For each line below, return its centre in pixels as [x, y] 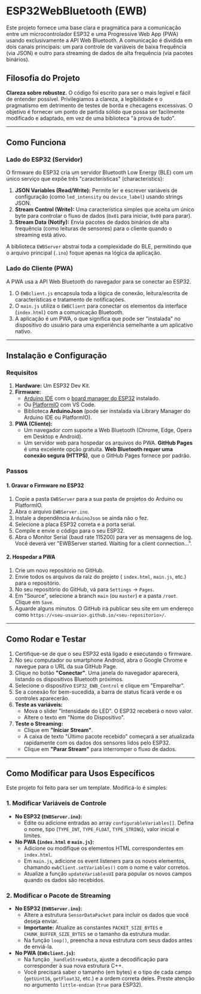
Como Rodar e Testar [46, 639]
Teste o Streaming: [39, 724]
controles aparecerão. [42, 698]
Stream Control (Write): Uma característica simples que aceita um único [104, 209]
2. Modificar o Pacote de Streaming [59, 895]
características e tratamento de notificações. [70, 299]
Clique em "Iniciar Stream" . [58, 730]
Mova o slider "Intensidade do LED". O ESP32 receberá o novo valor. [108, 711]
